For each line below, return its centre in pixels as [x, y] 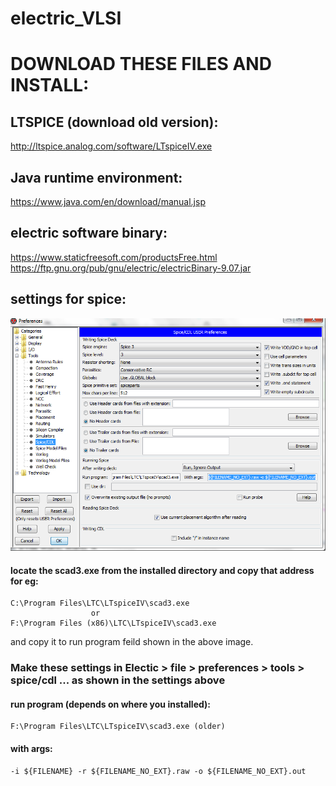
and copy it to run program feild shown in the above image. [132, 642]
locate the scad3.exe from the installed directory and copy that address [162, 570]
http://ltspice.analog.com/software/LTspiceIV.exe [111, 146]
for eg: [24, 581]
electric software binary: [89, 233]
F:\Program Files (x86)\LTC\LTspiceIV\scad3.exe [113, 623]
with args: [31, 748]
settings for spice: [68, 299]
